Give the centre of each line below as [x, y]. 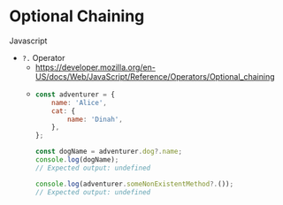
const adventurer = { [75, 95]
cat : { [64, 111]
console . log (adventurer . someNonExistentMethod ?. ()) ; [134, 184]
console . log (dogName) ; [77, 160]
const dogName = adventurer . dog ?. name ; [109, 152]
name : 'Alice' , [80, 102]
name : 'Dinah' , [95, 119]
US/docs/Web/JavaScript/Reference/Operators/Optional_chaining [155, 76]
